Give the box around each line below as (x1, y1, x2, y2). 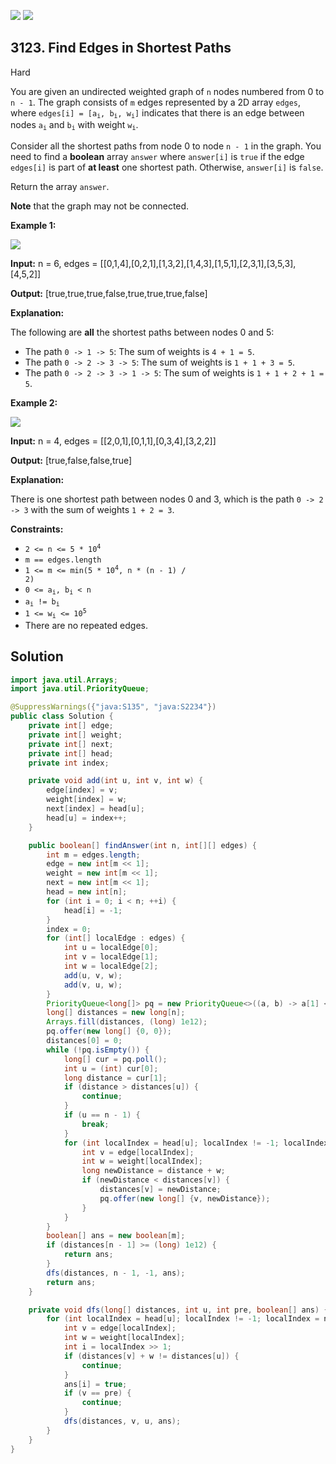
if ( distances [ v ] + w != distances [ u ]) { (63, 1351, 240, 1361)
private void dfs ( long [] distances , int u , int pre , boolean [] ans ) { (28, 1305, 329, 1315)
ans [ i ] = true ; (63, 1379, 128, 1389)
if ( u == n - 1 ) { (63, 1110, 141, 1120)
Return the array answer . (10, 180, 110, 192)
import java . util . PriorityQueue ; (10, 684, 150, 694)
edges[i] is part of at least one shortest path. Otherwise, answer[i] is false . (10, 161, 324, 173)
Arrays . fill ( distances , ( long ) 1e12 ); (46, 1017, 208, 1027)
